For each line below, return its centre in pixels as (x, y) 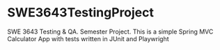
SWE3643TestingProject (81, 13)
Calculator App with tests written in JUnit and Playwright (88, 38)
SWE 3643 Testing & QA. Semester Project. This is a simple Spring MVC (110, 32)
